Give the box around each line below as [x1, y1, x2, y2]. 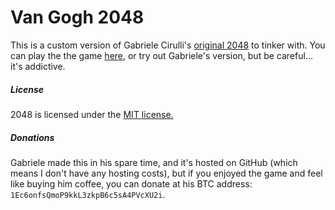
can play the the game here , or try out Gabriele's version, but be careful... [10, 49, 313, 61]
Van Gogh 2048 [10, 6, 145, 29]
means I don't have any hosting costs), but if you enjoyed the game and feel [10, 167, 323, 179]
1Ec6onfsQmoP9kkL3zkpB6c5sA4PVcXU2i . [10, 188, 166, 200]
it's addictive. [10, 60, 66, 72]
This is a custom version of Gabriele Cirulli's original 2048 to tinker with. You [10, 39, 326, 51]
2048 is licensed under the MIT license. [10, 108, 174, 120]
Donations [10, 131, 55, 143]
